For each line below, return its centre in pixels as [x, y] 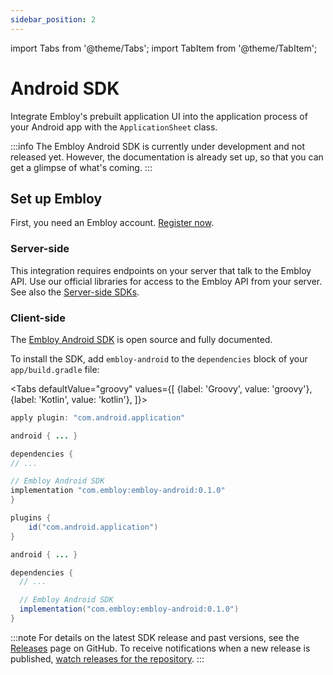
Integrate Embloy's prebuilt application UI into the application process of [159, 116]
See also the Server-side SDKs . [75, 292]
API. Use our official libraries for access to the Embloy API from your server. [166, 281]
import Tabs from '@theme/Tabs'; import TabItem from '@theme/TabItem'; [164, 48]
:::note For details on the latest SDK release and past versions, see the [155, 637]
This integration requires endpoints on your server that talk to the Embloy [161, 270]
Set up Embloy [56, 198]
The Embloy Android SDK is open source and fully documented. [141, 339]
